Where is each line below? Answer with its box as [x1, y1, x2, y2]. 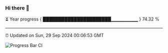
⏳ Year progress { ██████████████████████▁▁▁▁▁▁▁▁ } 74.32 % [5, 16, 159, 22]
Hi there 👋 [5, 4, 30, 11]
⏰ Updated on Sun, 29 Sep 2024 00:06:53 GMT [5, 32, 104, 38]
